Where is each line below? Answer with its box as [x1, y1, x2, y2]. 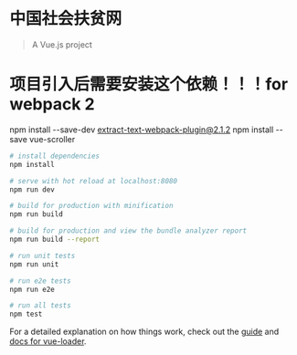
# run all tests [9, 301, 71, 310]
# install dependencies [9, 151, 101, 161]
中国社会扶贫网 [9, 8, 122, 29]
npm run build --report [9, 235, 101, 244]
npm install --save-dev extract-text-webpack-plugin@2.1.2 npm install [9, 124, 274, 135]
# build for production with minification [9, 202, 174, 211]
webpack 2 [9, 94, 95, 115]
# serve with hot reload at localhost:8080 [9, 176, 178, 185]
